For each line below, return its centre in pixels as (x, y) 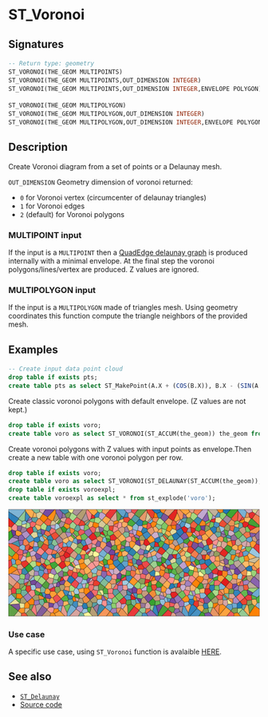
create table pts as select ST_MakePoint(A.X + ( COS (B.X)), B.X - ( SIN (130, 386)
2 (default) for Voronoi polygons (72, 214)
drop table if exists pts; (53, 378)
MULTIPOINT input (45, 235)
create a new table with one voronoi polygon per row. (96, 458)
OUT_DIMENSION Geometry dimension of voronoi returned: (100, 182)
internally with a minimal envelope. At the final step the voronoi (112, 261)
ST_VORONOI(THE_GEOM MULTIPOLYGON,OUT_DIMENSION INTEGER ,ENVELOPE (121, 123)
